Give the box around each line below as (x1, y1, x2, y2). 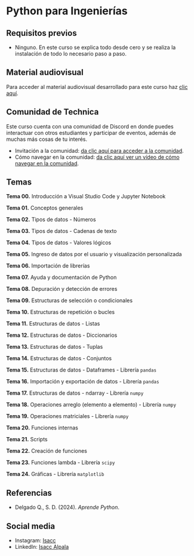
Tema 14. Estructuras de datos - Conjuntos (6, 355, 112, 362)
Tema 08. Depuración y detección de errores (6, 285, 118, 293)
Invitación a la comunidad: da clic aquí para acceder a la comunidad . (14, 147, 184, 154)
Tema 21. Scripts (6, 436, 48, 443)
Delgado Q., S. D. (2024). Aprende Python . (14, 503, 120, 511)
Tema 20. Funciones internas (6, 424, 79, 431)
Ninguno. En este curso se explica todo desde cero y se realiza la (14, 44, 176, 51)
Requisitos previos (6, 28, 77, 38)
